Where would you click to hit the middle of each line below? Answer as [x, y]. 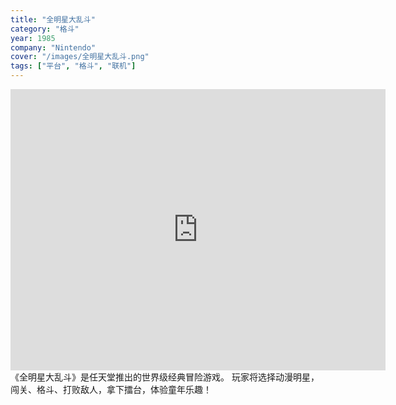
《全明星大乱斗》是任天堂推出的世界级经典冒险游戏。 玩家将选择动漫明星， [165, 377]
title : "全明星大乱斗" [53, 19]
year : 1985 [33, 38]
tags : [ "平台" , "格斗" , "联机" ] [73, 66]
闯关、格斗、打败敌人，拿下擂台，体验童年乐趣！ [111, 389]
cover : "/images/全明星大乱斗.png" [80, 57]
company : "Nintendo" [53, 47]
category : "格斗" [45, 29]
